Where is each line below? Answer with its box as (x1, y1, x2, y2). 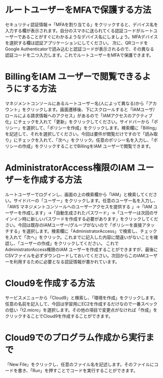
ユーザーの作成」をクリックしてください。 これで (19, 240, 119, 246)
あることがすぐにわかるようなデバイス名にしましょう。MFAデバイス (21, 34, 158, 40)
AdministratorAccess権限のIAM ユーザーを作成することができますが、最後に (5, 246, 158, 252)
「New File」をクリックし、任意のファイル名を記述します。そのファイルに (5, 361, 154, 367)
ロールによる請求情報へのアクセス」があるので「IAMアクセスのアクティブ (5, 112, 153, 118)
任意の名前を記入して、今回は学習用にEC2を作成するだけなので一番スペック (5, 301, 158, 307)
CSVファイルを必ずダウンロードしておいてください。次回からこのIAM (5, 252, 145, 258)
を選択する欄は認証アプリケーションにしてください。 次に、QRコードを (5, 40, 148, 45)
